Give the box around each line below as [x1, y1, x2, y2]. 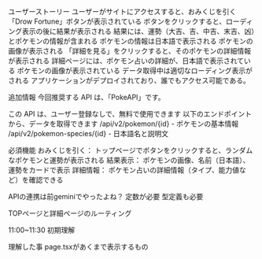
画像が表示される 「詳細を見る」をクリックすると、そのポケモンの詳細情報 [8, 46, 252, 55]
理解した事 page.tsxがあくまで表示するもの [8, 242, 149, 251]
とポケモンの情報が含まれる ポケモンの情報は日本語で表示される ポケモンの [8, 36, 253, 46]
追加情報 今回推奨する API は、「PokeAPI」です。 [8, 93, 165, 102]
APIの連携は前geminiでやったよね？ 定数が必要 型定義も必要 [8, 192, 204, 201]
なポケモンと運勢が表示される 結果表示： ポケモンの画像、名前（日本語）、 [8, 156, 250, 165]
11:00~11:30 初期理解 [8, 225, 76, 235]
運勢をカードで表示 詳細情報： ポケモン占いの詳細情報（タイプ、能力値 [8, 165, 240, 175]
